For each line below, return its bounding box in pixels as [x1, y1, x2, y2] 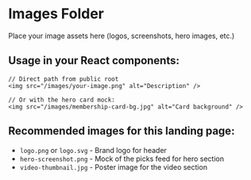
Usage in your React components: [8, 54, 180, 67]
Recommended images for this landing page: [8, 124, 235, 138]
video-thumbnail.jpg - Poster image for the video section [19, 162, 208, 171]
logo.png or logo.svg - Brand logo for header [19, 145, 167, 155]
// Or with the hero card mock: [8, 96, 115, 104]
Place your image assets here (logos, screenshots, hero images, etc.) [8, 31, 235, 40]
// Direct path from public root [8, 75, 119, 83]
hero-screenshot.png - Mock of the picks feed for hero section [19, 154, 225, 163]
